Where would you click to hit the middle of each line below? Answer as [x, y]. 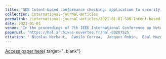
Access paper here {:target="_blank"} [43, 51]
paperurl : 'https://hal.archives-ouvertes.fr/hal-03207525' [68, 32]
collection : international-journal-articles [52, 14]
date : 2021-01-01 [23, 23]
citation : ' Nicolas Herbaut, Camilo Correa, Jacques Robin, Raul [78, 37]
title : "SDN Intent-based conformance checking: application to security [83, 10]
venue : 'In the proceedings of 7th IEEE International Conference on [78, 28]
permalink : [16, 19]
